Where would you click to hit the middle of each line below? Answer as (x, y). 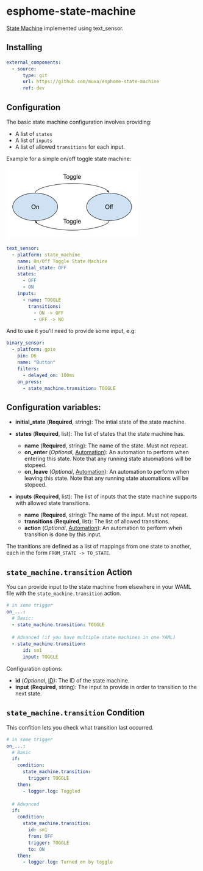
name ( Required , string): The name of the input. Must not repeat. (106, 515)
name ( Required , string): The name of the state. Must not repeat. (106, 446)
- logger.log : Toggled (51, 791)
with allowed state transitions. (52, 503)
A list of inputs (34, 140)
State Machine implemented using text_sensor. (65, 28)
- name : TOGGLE (42, 300)
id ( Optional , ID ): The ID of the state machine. (72, 680)
